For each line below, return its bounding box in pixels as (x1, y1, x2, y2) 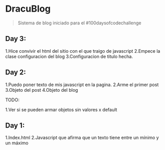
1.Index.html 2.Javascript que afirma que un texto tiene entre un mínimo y (5, 135, 159, 141)
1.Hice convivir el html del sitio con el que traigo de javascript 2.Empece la (5, 48, 160, 54)
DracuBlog (5, 3, 51, 15)
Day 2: (5, 68, 26, 77)
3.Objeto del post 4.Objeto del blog (5, 87, 78, 93)
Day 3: (5, 34, 26, 43)
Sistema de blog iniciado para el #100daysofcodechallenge (17, 20, 142, 26)
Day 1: (5, 121, 25, 130)
